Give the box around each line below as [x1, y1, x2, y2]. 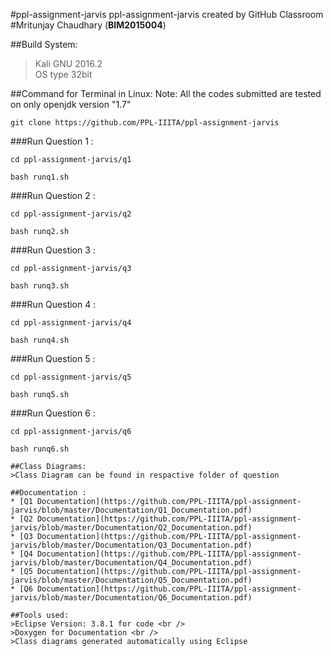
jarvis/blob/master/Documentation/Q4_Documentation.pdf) [10, 558, 253, 568]
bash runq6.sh [10, 444, 70, 454]
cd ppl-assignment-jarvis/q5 [10, 372, 132, 382]
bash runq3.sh [10, 281, 70, 291]
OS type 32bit [34, 69, 93, 80]
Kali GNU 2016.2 [34, 58, 103, 69]
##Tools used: [10, 610, 70, 620]
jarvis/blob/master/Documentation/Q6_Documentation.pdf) [10, 593, 253, 603]
